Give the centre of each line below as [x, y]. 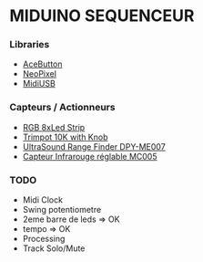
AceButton [42, 64]
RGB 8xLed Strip [54, 127]
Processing [44, 239]
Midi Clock [43, 200]
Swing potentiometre [62, 210]
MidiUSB [39, 84]
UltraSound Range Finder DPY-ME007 [94, 146]
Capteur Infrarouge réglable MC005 [90, 156]
